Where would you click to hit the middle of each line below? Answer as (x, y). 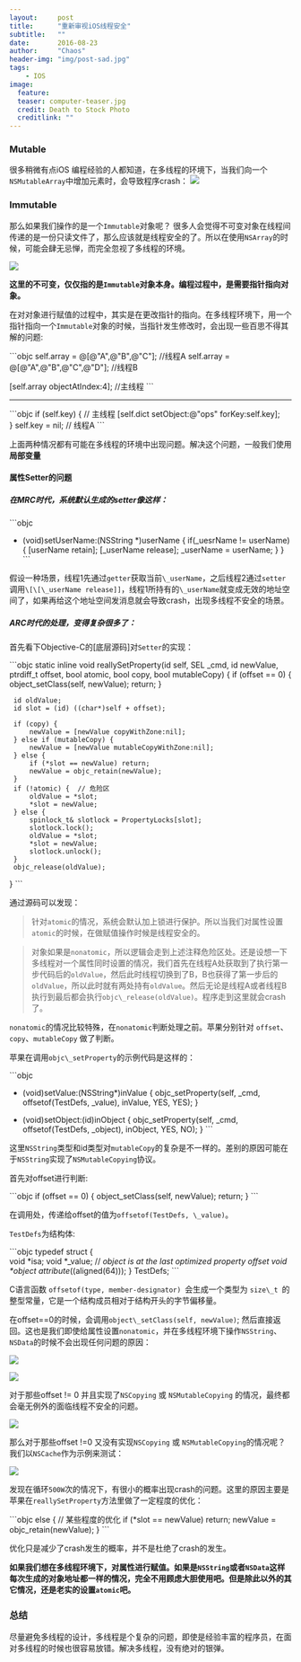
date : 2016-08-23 (54, 43)
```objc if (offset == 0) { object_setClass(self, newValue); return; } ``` (134, 1197)
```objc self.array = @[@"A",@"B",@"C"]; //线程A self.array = (120, 356)
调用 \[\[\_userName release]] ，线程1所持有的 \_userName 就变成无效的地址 (146, 589)
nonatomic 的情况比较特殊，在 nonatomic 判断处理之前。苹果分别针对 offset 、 (149, 1027)
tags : (19, 68)
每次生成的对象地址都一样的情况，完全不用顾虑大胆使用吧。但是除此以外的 (146, 1578)
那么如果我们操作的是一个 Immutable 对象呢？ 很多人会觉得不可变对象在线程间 (150, 225)
